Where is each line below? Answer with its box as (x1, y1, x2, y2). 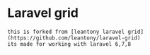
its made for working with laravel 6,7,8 (7, 40, 132, 47)
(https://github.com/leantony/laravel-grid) (7, 34, 141, 42)
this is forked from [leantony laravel (7, 28, 125, 35)
